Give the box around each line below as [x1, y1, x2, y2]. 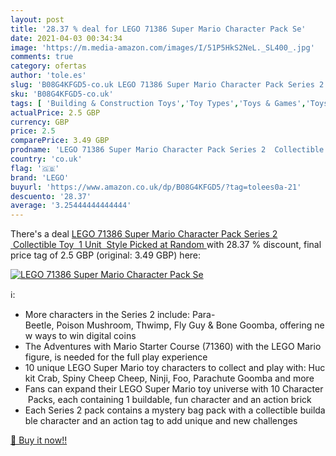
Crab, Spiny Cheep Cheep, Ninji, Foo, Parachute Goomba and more [37, 372, 315, 385]
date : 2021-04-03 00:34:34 [10, 33, 123, 43]
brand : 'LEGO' [10, 172, 70, 183]
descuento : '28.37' [10, 191, 92, 201]
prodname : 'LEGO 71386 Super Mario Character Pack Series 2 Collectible [10, 145, 325, 155]
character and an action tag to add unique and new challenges [39, 415, 298, 427]
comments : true [10, 52, 74, 62]
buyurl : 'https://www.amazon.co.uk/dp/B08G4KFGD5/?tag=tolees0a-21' [10, 182, 302, 192]
